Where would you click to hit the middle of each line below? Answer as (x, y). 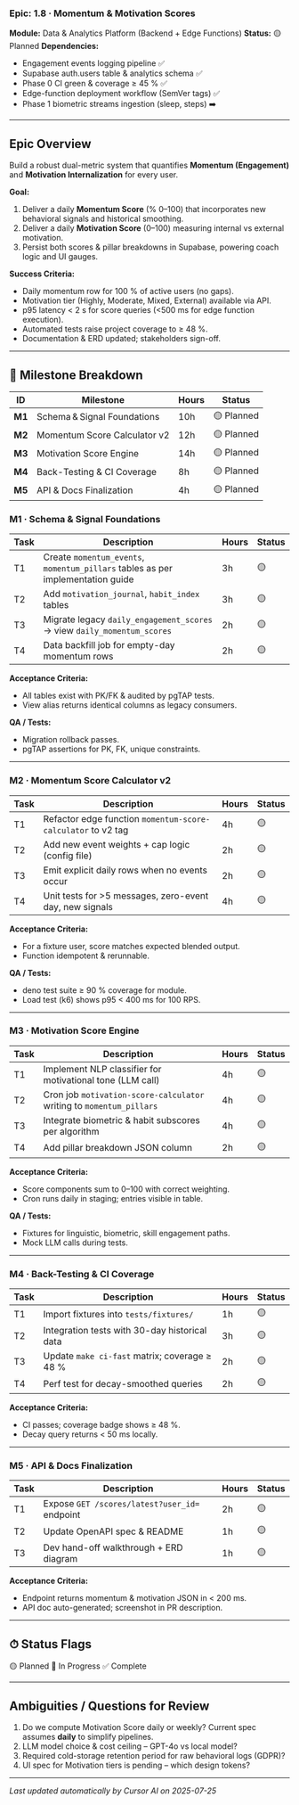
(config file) (68, 856)
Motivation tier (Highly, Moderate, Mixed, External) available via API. (146, 300)
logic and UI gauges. (60, 257)
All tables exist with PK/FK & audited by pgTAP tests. (118, 696)
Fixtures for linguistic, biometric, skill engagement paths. (126, 1233)
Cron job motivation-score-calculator (124, 1095)
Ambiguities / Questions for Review (109, 1706)
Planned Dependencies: (54, 46)
